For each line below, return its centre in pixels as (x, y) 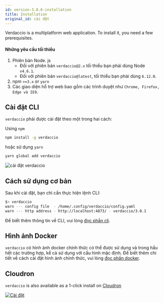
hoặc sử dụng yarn (24, 147)
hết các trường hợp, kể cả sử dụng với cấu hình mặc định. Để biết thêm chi (81, 253)
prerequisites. (19, 38)
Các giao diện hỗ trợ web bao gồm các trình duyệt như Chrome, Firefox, (86, 86)
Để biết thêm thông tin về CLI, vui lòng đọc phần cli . (58, 220)
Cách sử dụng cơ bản (38, 181)
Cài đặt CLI (22, 107)
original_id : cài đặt (27, 19)
